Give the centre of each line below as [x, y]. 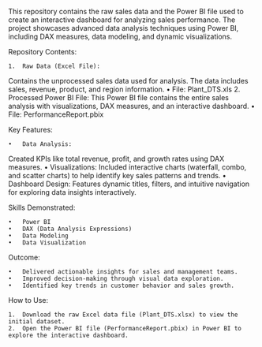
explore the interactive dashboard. [68, 335]
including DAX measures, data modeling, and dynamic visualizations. [120, 36]
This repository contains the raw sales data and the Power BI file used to [126, 11]
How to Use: [28, 300]
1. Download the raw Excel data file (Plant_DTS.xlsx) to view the [123, 315]
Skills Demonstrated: [42, 207]
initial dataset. [37, 322]
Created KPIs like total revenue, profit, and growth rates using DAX [116, 159]
